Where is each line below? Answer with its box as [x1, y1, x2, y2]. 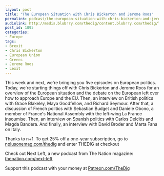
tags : [5, 39, 16, 44]
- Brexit [5, 44, 23, 48]
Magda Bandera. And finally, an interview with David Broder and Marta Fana [5, 121, 158, 127]
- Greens [5, 57, 23, 62]
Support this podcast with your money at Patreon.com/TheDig [5, 165, 130, 171]
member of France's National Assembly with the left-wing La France [5, 111, 143, 116]
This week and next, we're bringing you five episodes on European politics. [5, 80, 156, 86]
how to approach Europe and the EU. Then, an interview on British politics [5, 95, 154, 101]
